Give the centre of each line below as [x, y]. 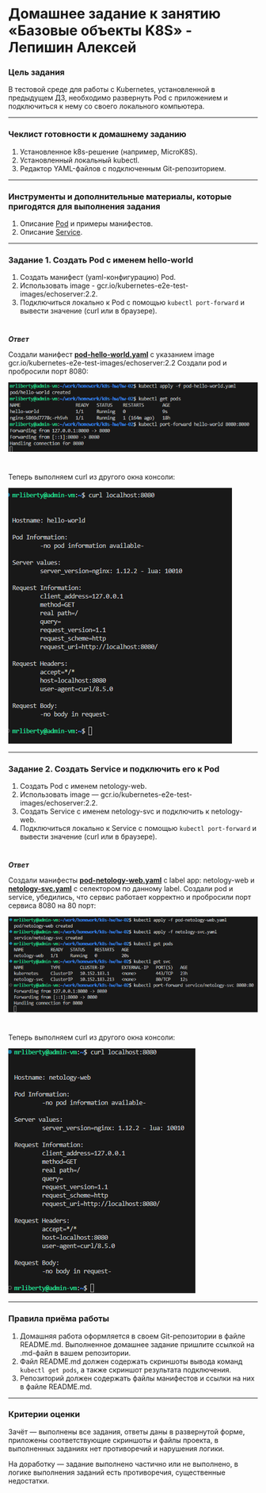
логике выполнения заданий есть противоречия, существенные [117, 1472]
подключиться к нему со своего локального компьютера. [106, 106]
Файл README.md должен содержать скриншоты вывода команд [131, 1361]
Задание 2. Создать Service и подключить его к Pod [114, 769]
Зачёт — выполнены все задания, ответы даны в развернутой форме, [127, 1431]
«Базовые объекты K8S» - [100, 31]
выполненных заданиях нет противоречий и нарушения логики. [116, 1449]
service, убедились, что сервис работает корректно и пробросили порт [130, 897]
